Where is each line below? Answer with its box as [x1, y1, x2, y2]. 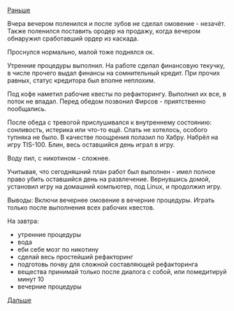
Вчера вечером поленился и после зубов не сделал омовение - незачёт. [7, 20, 226, 27]
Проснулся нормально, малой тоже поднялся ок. [7, 48, 155, 56]
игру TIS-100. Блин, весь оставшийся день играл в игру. [7, 140, 175, 149]
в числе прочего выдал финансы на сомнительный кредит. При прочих [7, 69, 220, 77]
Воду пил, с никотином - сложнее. [7, 154, 110, 162]
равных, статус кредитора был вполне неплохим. [7, 76, 156, 85]
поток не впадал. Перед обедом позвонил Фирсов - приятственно [7, 97, 206, 106]
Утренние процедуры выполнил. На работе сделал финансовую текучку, [7, 62, 226, 69]
